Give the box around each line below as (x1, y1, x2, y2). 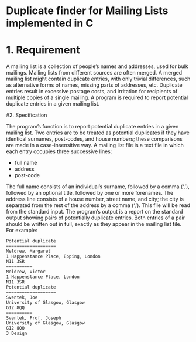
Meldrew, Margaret (6, 248, 51, 255)
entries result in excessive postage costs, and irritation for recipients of (6, 88, 178, 95)
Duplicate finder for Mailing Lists (6, 4, 169, 18)
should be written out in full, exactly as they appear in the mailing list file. (6, 221, 182, 228)
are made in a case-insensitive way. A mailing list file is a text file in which (6, 142, 184, 149)
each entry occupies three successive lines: (6, 148, 112, 155)
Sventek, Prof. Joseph (6, 315, 61, 321)
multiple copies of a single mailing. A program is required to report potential (6, 94, 188, 101)
